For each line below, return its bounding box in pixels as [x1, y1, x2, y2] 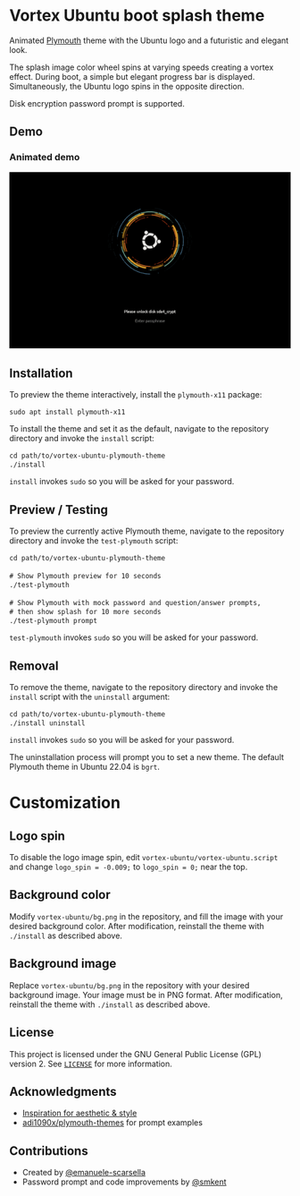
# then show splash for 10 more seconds [9, 608, 162, 617]
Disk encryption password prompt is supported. [9, 98, 185, 108]
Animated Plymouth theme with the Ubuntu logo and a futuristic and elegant [9, 35, 289, 46]
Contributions [9, 1143, 88, 1158]
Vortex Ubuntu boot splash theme [9, 5, 265, 26]
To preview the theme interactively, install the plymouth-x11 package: [9, 389, 262, 400]
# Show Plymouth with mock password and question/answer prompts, [9, 599, 262, 608]
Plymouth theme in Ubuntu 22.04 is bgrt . [9, 762, 161, 773]
